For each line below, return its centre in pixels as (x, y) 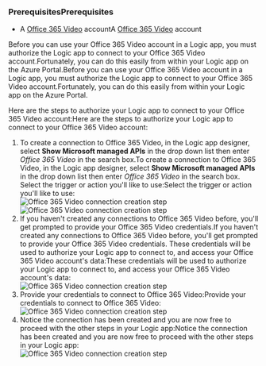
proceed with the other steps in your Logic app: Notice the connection (133, 329)
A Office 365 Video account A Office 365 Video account (111, 29)
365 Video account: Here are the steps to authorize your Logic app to (121, 119)
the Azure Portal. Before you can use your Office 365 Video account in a (126, 70)
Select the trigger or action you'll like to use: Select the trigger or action (136, 185)
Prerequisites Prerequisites (61, 12)
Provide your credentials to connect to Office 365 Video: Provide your (133, 295)
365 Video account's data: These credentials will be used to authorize (133, 261)
